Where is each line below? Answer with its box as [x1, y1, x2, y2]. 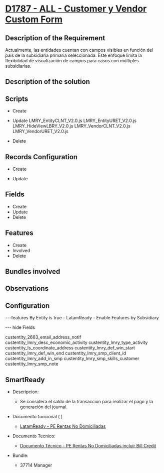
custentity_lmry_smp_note [5, 361, 58, 367]
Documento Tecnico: [12, 433, 56, 439]
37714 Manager [19, 462, 52, 468]
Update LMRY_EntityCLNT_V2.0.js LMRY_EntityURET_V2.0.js [12, 117, 136, 124]
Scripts [5, 94, 28, 103]
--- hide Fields [5, 324, 35, 330]
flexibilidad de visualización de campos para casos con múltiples [5, 58, 139, 63]
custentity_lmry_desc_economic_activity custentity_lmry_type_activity [5, 339, 148, 345]
